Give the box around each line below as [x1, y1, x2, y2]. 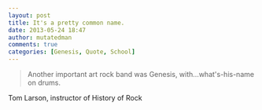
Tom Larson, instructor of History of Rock [8, 93, 143, 102]
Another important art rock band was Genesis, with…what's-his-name [27, 70, 254, 79]
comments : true [8, 41, 58, 49]
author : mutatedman [8, 33, 72, 42]
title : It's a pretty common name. [8, 19, 125, 27]
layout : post [8, 11, 51, 20]
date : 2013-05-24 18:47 [8, 26, 87, 34]
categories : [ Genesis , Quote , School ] [8, 48, 135, 56]
